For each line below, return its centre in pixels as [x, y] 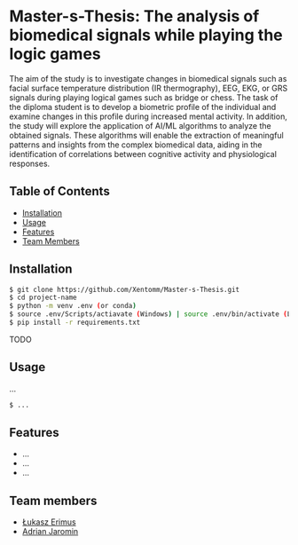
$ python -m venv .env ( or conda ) [73, 306]
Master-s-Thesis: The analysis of [134, 16]
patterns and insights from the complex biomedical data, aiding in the [136, 145]
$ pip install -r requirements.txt [75, 323]
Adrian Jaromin [50, 532]
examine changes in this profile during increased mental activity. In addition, [149, 116]
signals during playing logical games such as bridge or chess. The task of [144, 97]
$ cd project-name [43, 298]
